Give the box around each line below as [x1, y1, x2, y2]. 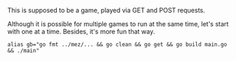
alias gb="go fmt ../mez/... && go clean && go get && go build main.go [7, 41, 227, 48]
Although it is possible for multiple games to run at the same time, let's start [7, 20, 229, 28]
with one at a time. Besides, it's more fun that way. [7, 28, 155, 35]
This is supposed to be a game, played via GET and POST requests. [7, 6, 205, 14]
